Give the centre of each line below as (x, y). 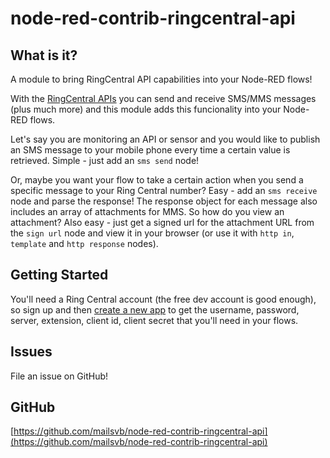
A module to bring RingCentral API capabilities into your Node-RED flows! (161, 79)
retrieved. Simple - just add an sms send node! (105, 160)
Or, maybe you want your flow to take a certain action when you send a (157, 180)
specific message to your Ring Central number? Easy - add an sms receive (164, 190)
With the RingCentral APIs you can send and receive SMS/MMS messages (163, 98)
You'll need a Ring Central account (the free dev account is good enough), (163, 299)
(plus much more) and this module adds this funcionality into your (146, 109)
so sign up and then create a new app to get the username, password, (155, 309)
